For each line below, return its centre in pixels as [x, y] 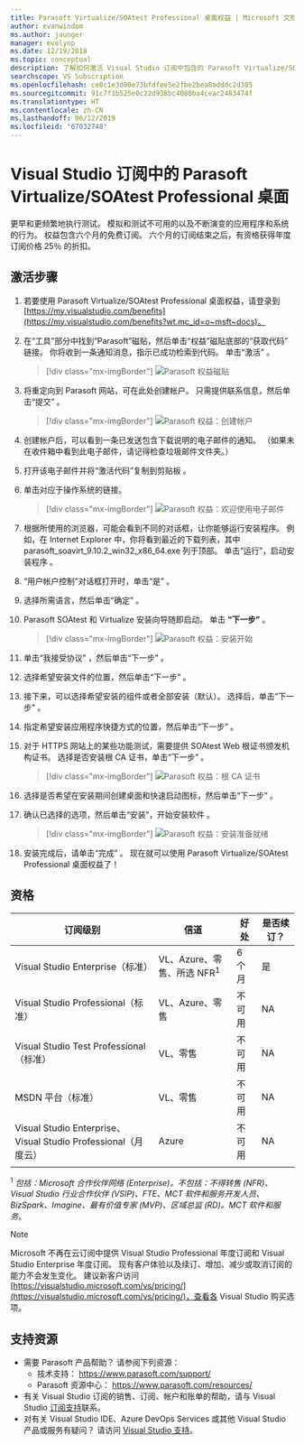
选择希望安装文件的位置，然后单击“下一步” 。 [107, 677]
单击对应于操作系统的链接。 [75, 489]
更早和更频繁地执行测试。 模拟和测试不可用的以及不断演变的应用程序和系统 [150, 223]
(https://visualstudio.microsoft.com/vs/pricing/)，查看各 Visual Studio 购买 [148, 1297]
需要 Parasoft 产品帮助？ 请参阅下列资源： [101, 1363]
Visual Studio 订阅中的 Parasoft [129, 175]
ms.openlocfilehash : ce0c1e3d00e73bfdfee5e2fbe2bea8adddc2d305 [132, 85]
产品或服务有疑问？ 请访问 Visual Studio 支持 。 [110, 1430]
